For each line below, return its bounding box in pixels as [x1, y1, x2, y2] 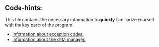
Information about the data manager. [12, 36, 86, 42]
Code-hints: [5, 4, 43, 12]
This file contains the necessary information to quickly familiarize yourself [5, 16, 155, 22]
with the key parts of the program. [5, 22, 74, 28]
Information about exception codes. [12, 31, 84, 37]
